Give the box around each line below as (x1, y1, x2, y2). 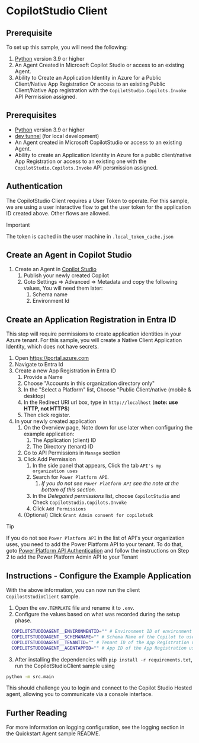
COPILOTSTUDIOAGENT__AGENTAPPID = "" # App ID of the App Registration (11, 645, 187, 651)
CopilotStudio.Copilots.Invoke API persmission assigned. (14, 164, 158, 171)
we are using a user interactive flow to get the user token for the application (6, 203, 191, 211)
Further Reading (6, 708, 68, 718)
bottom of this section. (41, 486, 97, 493)
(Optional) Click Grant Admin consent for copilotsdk (23, 512, 153, 519)
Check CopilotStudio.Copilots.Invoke (32, 499, 127, 506)
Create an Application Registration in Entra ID (6, 314, 176, 325)
